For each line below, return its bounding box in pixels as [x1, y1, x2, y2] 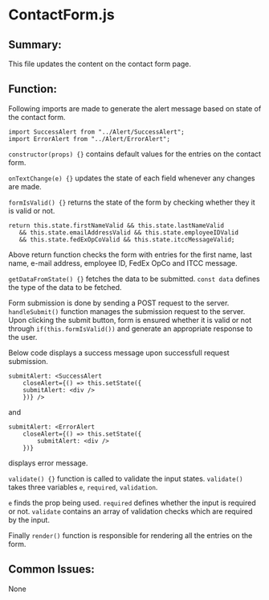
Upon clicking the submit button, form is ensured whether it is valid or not [8, 315, 252, 325]
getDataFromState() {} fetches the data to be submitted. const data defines [8, 274, 261, 283]
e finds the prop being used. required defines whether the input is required [8, 498, 256, 507]
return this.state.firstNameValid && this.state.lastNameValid [8, 221, 225, 230]
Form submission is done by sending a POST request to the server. [8, 298, 230, 308]
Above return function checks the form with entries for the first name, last [8, 250, 253, 259]
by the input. [8, 515, 51, 524]
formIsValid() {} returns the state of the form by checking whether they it [8, 197, 255, 207]
